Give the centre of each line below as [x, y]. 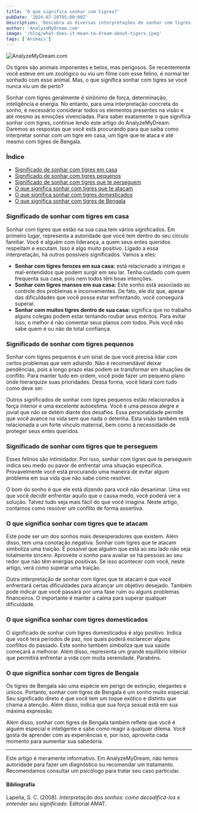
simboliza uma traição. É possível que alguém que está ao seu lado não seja [98, 549]
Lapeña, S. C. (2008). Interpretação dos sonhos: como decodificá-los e [93, 798]
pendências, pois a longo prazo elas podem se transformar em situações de [98, 369]
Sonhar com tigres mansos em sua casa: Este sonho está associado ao [102, 285]
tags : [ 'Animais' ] [29, 39]
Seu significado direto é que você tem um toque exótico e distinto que [91, 698]
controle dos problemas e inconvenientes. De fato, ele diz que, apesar [100, 291]
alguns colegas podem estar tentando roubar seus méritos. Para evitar [100, 316]
